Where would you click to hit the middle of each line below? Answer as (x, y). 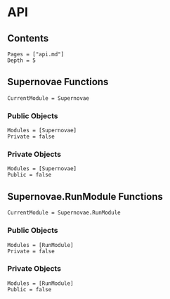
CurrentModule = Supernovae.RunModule (64, 213)
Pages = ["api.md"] (36, 54)
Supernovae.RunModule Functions (85, 197)
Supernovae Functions (58, 82)
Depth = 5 (22, 61)
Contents (28, 38)
